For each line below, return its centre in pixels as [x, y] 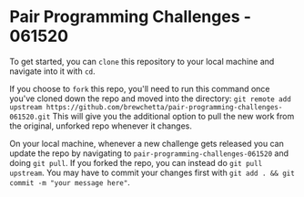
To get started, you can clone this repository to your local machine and [142, 61]
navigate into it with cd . [52, 71]
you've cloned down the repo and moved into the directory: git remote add [150, 98]
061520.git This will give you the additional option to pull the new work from [152, 116]
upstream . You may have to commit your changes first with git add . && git [152, 172]
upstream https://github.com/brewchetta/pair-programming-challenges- [146, 107]
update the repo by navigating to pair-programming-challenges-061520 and [149, 153]
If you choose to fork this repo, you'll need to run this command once [140, 88]
